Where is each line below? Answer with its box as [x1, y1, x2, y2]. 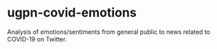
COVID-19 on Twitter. [7, 35, 67, 43]
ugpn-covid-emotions [7, 5, 137, 21]
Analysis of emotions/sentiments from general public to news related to [7, 28, 211, 36]
